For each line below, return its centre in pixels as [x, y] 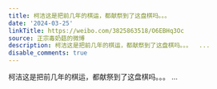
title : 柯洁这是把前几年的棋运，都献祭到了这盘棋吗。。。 [89, 16]
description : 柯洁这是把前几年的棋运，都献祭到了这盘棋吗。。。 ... [109, 46]
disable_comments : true [48, 53]
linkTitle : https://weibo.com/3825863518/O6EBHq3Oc [96, 30]
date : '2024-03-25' [41, 23]
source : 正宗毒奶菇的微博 [47, 38]
